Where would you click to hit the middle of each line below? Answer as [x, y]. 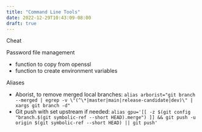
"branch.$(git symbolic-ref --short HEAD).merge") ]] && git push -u [106, 118]
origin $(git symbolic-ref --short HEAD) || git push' [86, 123]
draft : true [21, 23]
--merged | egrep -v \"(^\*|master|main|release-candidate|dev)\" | [104, 101]
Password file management [41, 53]
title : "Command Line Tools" [43, 12]
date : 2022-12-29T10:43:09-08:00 [49, 18]
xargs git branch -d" [42, 106]
